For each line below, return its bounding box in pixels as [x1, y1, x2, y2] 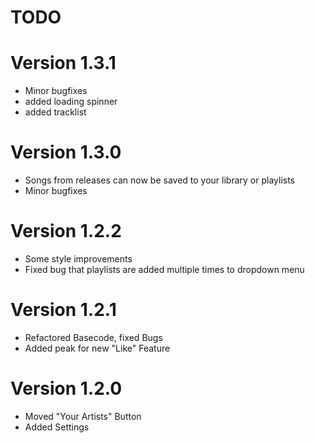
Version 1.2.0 [10, 377, 123, 400]
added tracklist [24, 106, 87, 118]
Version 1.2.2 [10, 220, 122, 243]
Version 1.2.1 [10, 299, 117, 321]
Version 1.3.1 [10, 52, 117, 75]
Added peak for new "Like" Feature [24, 342, 171, 354]
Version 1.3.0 [10, 141, 122, 164]
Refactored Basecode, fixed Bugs [24, 331, 163, 343]
